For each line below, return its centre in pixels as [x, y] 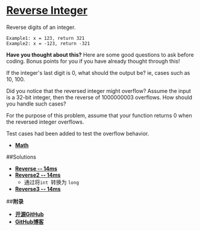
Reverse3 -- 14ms [38, 189]
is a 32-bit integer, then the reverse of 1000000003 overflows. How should [99, 97]
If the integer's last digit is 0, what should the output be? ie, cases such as [98, 72]
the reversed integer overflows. [45, 122]
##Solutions [21, 157]
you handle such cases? [36, 104]
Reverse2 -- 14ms [38, 175]
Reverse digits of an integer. [41, 27]
